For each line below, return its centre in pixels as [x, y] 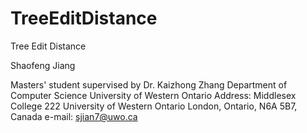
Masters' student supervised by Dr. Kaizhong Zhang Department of [149, 84]
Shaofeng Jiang [43, 65]
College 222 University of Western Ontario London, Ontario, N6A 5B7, [154, 106]
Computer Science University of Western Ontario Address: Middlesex [153, 95]
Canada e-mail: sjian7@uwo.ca [74, 116]
